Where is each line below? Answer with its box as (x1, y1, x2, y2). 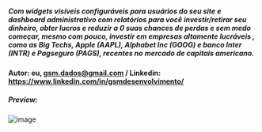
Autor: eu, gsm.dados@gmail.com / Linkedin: (8, 68, 161, 77)
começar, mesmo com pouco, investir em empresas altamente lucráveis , (8, 32, 255, 41)
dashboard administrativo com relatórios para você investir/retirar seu (8, 14, 247, 24)
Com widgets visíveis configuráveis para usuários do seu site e (8, 6, 222, 16)
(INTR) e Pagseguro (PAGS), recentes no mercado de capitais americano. (8, 48, 255, 58)
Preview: (8, 95, 38, 104)
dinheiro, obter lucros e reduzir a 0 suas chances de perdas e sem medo (8, 23, 252, 32)
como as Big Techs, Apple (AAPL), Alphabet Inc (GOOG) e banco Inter (8, 40, 242, 49)
